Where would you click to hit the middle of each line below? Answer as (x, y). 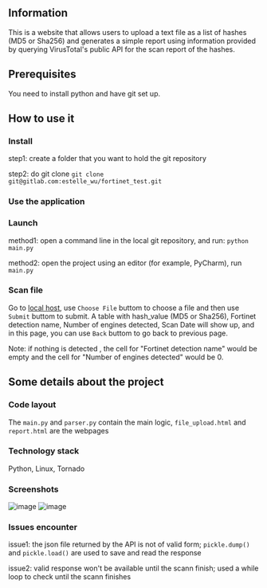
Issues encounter (43, 527)
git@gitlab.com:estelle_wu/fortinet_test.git (85, 182)
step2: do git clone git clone (56, 174)
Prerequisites (42, 74)
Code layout (32, 405)
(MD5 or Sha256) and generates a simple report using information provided (132, 41)
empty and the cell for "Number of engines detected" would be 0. (116, 357)
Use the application (47, 202)
